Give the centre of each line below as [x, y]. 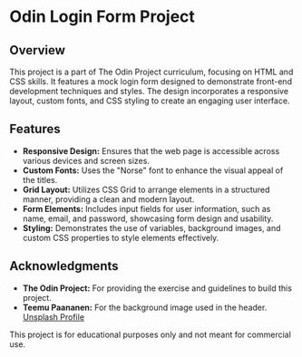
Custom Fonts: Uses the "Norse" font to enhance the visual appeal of [153, 170]
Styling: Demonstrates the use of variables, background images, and [151, 227]
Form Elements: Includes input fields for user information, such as [146, 208]
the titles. [40, 179]
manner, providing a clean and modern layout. [108, 199]
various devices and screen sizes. [86, 160]
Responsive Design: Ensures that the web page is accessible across [151, 150]
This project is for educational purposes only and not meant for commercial [151, 334]
